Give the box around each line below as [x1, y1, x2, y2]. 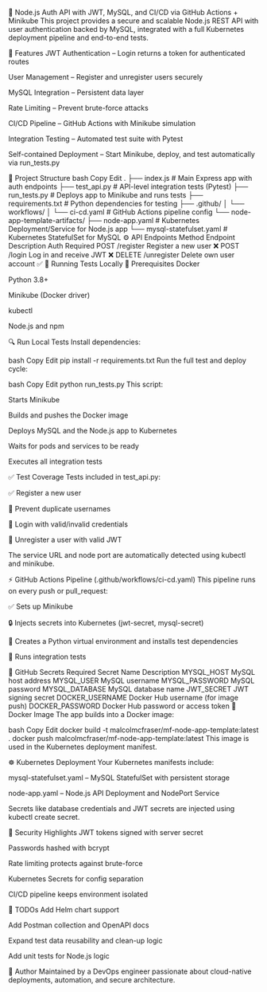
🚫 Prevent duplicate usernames [8, 504, 111, 513]
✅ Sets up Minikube [8, 602, 73, 611]
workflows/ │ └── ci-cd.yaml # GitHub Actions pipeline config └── [8, 207, 230, 217]
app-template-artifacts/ [8, 216, 86, 225]
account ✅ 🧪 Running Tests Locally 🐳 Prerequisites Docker [8, 259, 200, 269]
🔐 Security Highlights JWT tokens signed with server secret [8, 828, 204, 837]
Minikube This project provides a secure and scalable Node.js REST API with [8, 16, 259, 25]
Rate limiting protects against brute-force [8, 859, 143, 868]
